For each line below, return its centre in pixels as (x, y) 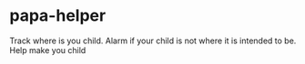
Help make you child (48, 50)
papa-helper (58, 16)
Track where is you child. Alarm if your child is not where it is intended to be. (153, 41)
